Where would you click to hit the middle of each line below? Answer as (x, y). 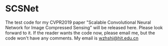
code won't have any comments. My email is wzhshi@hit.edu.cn (72, 38)
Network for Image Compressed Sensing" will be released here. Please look (84, 27)
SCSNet (22, 9)
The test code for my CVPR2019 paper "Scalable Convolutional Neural (78, 22)
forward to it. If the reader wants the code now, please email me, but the (80, 33)
